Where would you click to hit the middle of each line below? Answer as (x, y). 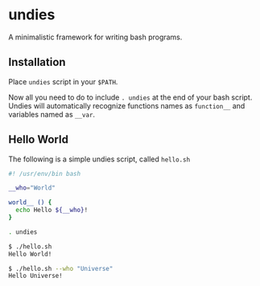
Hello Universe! (35, 276)
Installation (37, 62)
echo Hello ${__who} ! (52, 210)
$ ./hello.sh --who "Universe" (61, 268)
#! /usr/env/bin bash (45, 174)
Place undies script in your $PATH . (63, 81)
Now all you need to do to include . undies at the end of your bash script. (130, 97)
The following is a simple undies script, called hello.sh (99, 159)
